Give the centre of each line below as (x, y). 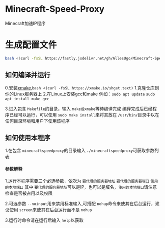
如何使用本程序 (28, 138)
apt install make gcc (27, 99)
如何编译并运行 (28, 75)
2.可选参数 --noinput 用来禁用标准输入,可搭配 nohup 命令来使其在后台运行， (80, 203)
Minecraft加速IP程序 (25, 23)
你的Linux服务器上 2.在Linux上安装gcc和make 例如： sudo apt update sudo (80, 94)
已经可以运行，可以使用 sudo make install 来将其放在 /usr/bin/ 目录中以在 (84, 114)
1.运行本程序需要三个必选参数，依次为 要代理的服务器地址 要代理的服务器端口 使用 (82, 181)
